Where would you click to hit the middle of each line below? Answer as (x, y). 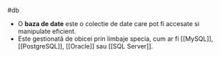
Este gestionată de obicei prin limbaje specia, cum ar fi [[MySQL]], (115, 39)
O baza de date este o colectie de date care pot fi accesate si (109, 24)
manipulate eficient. (47, 31)
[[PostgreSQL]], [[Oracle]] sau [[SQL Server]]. (85, 46)
